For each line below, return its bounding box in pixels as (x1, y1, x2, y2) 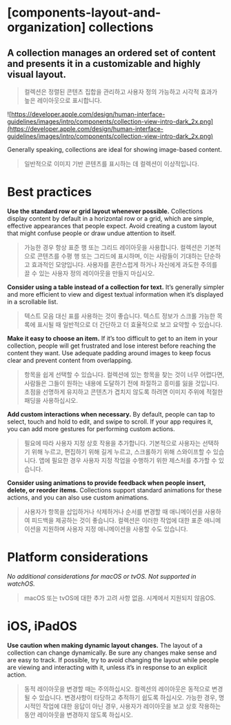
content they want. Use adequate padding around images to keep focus (7, 348, 212, 357)
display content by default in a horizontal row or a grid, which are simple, (7, 214, 214, 222)
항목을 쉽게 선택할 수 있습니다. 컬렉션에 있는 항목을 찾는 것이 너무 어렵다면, (23, 370, 225, 379)
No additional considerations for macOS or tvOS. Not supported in (7, 572, 197, 580)
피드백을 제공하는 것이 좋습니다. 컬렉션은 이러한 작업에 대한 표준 (31, 516, 203, 524)
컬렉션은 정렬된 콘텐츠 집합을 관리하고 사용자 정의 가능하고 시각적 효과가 (23, 88, 218, 96)
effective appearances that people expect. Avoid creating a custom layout (7, 221, 217, 230)
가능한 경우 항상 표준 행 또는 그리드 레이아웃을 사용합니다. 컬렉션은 (23, 243, 203, 251)
